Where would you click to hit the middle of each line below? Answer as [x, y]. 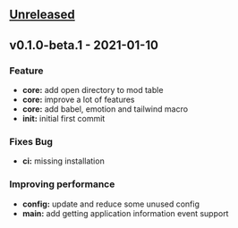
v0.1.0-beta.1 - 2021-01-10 [84, 45]
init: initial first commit [64, 119]
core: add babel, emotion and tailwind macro [105, 109]
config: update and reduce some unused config [110, 204]
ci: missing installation [63, 161]
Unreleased [42, 15]
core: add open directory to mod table [93, 90]
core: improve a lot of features [79, 100]
